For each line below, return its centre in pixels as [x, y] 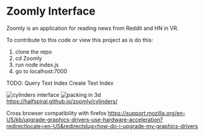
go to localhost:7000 [41, 71]
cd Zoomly [29, 58]
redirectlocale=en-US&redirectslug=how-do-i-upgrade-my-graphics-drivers [102, 126]
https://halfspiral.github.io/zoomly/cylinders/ [62, 101]
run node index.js [37, 65]
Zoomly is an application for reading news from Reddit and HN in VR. [93, 28]
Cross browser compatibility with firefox [56, 113]
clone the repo [33, 52]
